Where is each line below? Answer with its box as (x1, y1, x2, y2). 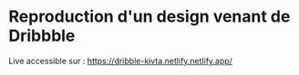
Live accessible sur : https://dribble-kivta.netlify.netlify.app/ (8, 55, 233, 66)
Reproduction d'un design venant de (8, 6, 291, 27)
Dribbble (8, 25, 76, 46)
